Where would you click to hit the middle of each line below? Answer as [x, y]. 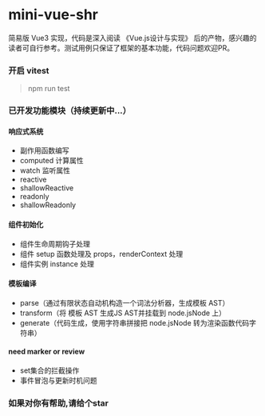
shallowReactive [47, 188]
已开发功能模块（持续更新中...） [70, 111]
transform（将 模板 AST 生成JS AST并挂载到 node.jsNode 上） [123, 313]
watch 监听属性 [45, 170]
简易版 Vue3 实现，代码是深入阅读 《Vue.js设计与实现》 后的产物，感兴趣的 [132, 38]
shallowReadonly [48, 205]
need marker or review [47, 352]
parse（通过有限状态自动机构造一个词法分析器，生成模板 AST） [125, 302]
